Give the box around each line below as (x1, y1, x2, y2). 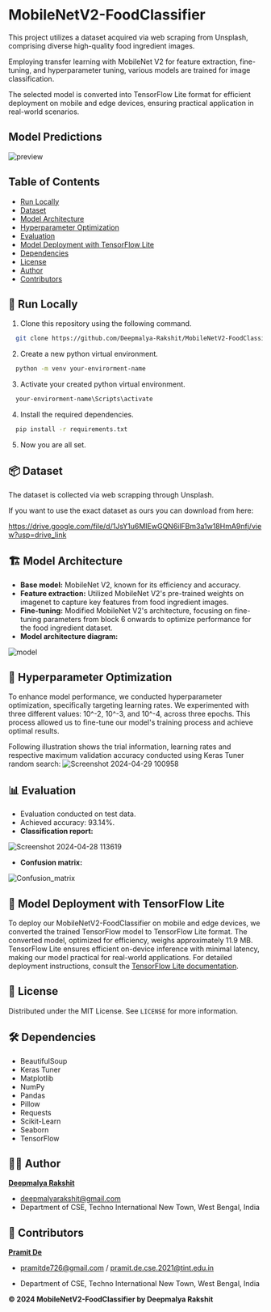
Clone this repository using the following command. (19, 319, 192, 328)
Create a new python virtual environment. (19, 349, 159, 359)
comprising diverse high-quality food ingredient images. (8, 40, 195, 50)
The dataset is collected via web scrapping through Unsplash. (8, 489, 215, 499)
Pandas (19, 1090, 46, 1100)
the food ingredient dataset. (19, 623, 113, 633)
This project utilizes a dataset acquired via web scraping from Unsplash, (8, 32, 248, 42)
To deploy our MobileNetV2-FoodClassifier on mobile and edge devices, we (8, 918, 261, 928)
